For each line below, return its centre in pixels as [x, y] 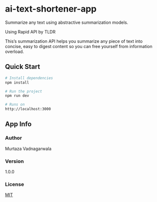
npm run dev [17, 96]
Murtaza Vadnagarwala [28, 149]
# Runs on [15, 105]
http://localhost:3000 [28, 109]
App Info [18, 124]
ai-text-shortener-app [51, 9]
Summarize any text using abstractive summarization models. [67, 22]
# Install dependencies [29, 78]
